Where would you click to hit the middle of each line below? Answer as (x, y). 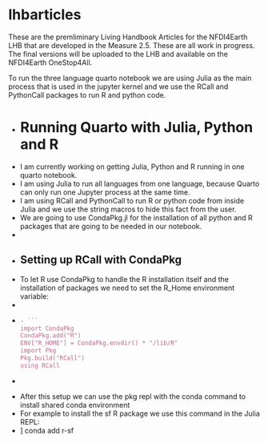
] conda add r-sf (47, 430)
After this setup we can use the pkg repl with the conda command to (133, 396)
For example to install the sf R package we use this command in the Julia (140, 413)
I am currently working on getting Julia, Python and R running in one (132, 167)
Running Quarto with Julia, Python (136, 128)
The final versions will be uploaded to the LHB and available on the (118, 54)
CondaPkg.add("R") (50, 336)
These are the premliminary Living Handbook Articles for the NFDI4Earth (128, 37)
